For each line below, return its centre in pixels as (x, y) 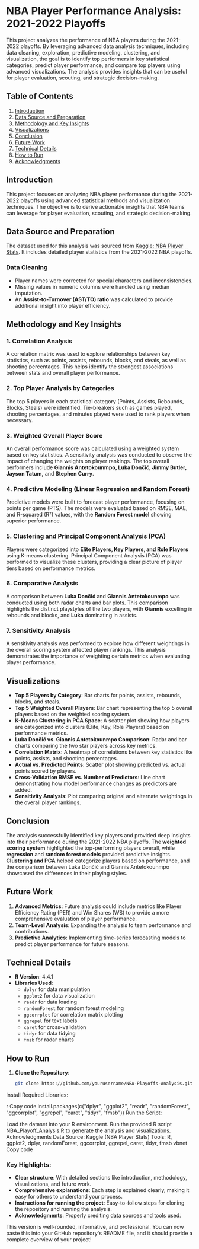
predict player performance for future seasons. (72, 944)
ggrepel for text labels (50, 1021)
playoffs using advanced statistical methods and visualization (95, 200)
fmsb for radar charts (49, 1040)
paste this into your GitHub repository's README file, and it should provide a (99, 1233)
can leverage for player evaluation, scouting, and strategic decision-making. (99, 213)
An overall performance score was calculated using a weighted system (93, 448)
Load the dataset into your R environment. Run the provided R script (89, 1124)
